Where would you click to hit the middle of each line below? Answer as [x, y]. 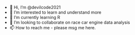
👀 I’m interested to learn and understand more [55, 12]
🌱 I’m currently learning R [35, 17]
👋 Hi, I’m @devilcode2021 [35, 7]
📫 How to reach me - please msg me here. [52, 28]
